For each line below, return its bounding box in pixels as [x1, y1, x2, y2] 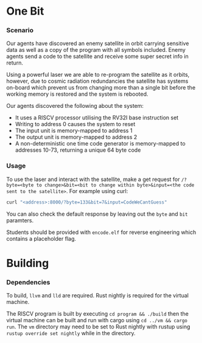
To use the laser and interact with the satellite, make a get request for [6, 175, 180, 183]
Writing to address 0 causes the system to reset [15, 121, 136, 128]
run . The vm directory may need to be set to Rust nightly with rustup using [6, 323, 190, 330]
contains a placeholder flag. [6, 235, 77, 242]
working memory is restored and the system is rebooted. [6, 90, 148, 98]
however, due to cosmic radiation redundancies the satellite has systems [6, 77, 189, 85]
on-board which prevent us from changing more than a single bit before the [6, 84, 196, 91]
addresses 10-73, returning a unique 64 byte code [15, 146, 141, 154]
